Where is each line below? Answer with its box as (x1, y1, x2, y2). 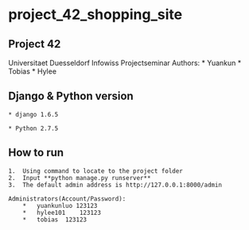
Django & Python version (8, 90, 134, 103)
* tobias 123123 (22, 216, 88, 224)
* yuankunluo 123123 (22, 201, 98, 209)
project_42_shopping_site (8, 6, 183, 24)
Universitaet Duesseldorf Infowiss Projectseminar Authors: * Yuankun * (8, 58, 242, 67)
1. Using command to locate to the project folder (8, 167, 183, 175)
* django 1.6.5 (8, 110, 59, 118)
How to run (8, 146, 64, 159)
